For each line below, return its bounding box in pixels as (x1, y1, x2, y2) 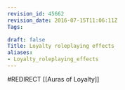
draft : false (7, 36, 46, 43)
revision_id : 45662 (7, 10, 65, 18)
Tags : (7, 23, 23, 30)
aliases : (7, 49, 33, 56)
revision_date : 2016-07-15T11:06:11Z (7, 17, 118, 24)
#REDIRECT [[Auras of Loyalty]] (7, 75, 100, 83)
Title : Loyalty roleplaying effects (7, 43, 114, 50)
